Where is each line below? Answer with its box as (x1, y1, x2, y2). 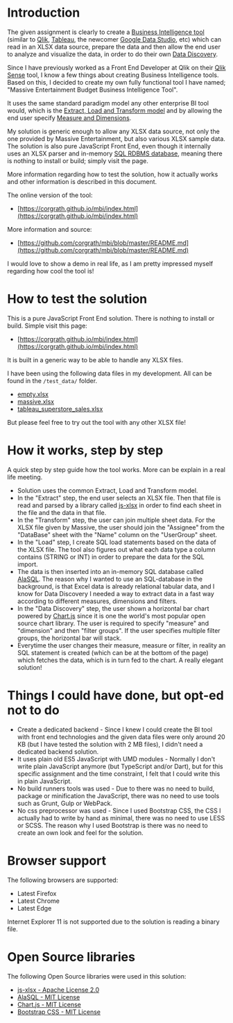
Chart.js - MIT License (17, 1000, 82, 1008)
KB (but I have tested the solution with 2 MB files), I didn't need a (17, 740, 203, 748)
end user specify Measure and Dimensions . (7, 113, 132, 122)
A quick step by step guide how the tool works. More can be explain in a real (7, 465, 225, 473)
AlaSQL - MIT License (17, 992, 80, 1001)
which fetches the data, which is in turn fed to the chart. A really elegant (17, 656, 224, 664)
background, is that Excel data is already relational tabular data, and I (17, 582, 215, 591)
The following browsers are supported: (7, 876, 119, 884)
